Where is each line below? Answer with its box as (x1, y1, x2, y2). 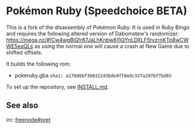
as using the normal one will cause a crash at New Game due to (34, 43, 190, 50)
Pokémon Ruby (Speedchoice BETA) (6, 4, 187, 18)
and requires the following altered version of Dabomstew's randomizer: (6, 30, 179, 37)
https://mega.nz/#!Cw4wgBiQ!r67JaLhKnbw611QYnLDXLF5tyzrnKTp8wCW (6, 36, 189, 43)
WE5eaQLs (6, 43, 34, 50)
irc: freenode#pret (6, 116, 51, 123)
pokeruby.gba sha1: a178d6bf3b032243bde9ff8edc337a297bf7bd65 (14, 72, 172, 79)
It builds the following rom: (6, 60, 71, 67)
